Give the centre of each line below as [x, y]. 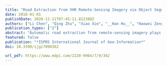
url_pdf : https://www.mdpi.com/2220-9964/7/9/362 [58, 56]
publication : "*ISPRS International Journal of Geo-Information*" [75, 42]
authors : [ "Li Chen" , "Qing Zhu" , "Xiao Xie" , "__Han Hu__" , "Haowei [79, 24]
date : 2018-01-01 [23, 14]
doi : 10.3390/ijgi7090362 [32, 47]
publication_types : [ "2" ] [32, 28]
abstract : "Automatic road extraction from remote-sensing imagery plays [83, 33]
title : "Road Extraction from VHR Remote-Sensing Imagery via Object [79, 10]
